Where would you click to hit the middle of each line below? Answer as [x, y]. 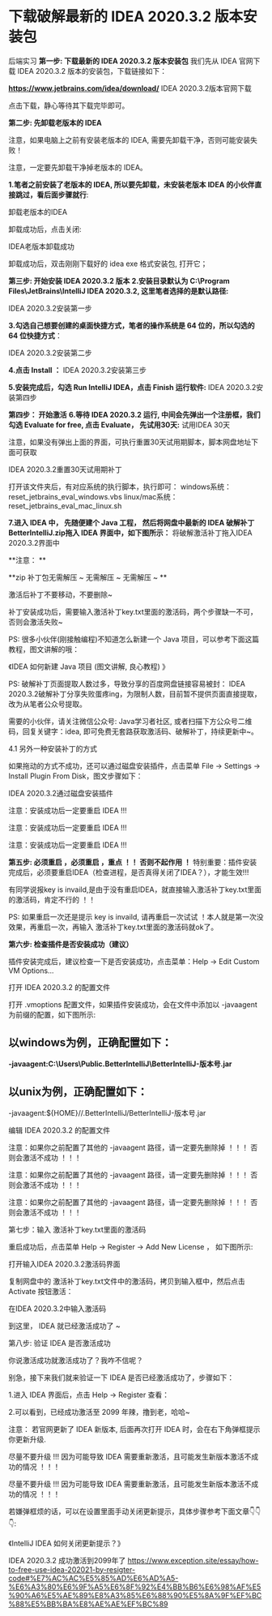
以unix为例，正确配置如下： [78, 1092]
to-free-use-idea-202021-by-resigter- [72, 1569]
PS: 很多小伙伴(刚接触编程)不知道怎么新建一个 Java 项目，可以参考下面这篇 [134, 639]
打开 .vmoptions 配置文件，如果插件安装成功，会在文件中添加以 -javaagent [133, 1004]
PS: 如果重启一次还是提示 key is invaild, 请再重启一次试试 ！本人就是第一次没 [136, 916]
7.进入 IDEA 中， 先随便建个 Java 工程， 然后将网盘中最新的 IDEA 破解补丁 [132, 522]
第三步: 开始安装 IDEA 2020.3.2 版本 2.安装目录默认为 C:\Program [119, 281]
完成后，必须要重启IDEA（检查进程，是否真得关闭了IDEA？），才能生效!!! [129, 872]
